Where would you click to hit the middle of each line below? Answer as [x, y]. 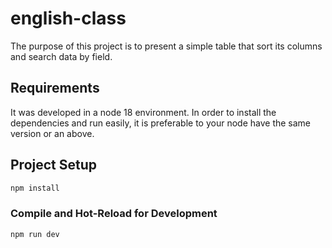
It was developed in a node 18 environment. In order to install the [143, 112]
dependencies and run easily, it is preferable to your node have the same [161, 123]
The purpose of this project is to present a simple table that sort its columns [166, 46]
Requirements [55, 88]
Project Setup [54, 165]
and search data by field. [61, 56]
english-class [68, 18]
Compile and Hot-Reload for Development [114, 214]
